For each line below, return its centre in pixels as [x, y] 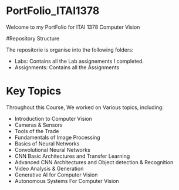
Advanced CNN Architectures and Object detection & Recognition [94, 162]
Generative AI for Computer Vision [56, 175]
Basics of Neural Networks [47, 143]
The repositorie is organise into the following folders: [70, 50]
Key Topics [34, 91]
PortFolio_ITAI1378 [53, 11]
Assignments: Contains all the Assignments [67, 67]
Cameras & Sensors [38, 125]
